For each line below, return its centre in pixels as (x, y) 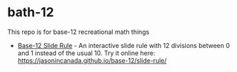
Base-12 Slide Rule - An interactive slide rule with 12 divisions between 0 (124, 45)
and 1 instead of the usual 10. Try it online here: (86, 53)
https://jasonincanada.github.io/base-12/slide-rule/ (92, 60)
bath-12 (31, 12)
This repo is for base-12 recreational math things (78, 32)
